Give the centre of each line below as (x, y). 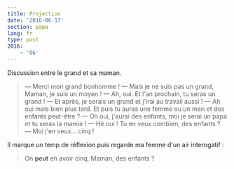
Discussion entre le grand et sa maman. (64, 73)
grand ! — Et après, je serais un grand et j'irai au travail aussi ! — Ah (122, 101)
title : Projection (34, 14)
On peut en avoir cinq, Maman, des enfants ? (89, 158)
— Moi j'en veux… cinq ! (59, 131)
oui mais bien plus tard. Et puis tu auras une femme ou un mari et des (124, 109)
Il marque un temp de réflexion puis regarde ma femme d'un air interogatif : (116, 144)
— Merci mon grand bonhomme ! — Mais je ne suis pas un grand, (119, 86)
